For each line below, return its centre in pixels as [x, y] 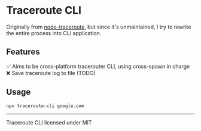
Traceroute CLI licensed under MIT [49, 123]
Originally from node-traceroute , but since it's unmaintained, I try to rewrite [99, 27]
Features [23, 52]
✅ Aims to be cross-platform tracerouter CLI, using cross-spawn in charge [98, 66]
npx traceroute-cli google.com [45, 106]
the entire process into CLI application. [54, 33]
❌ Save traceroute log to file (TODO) [51, 73]
